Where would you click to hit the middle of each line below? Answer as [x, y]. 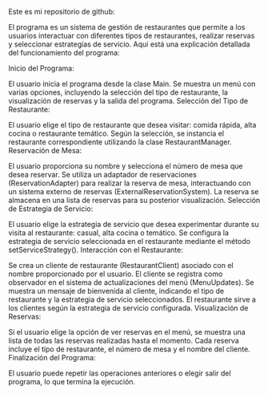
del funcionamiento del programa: [64, 53]
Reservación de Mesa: [45, 150]
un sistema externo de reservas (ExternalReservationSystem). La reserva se [134, 191]
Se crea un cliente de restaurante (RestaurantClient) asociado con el [121, 265]
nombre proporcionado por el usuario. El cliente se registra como [116, 274]
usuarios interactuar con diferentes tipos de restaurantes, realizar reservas [132, 36]
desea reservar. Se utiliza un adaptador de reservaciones [103, 175]
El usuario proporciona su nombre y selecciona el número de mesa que [126, 166]
